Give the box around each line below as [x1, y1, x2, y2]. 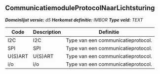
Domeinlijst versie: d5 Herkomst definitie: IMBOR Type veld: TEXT [5, 17, 143, 23]
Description [33, 28, 61, 35]
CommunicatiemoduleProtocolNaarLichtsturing [5, 4, 155, 12]
